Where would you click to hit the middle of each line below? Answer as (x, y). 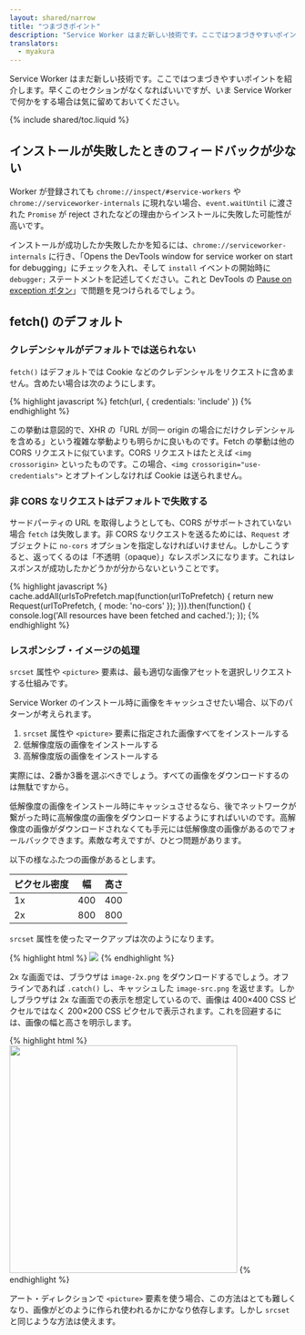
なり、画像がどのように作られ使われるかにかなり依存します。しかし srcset (150, 1310)
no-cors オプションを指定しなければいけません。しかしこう (170, 545)
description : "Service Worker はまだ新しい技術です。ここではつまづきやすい (143, 35)
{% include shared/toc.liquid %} (70, 120)
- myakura (36, 52)
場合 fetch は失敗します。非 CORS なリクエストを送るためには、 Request (145, 534)
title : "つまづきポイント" (55, 26)
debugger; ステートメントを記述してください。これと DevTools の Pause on (151, 279)
